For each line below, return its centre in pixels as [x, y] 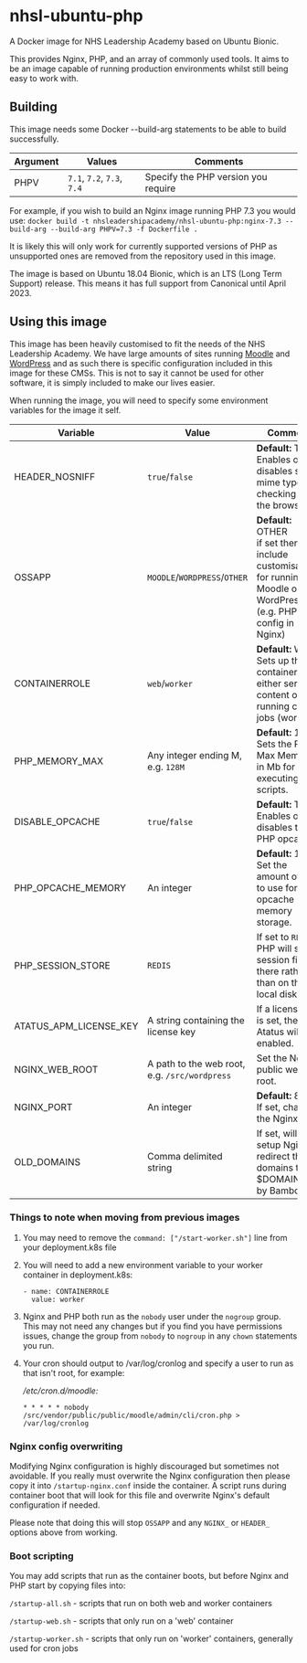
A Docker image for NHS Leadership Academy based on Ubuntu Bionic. [144, 41]
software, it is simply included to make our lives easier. [112, 382]
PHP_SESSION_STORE [63, 965]
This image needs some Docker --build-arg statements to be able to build [148, 129]
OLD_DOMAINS [47, 1161]
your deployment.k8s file [69, 1247]
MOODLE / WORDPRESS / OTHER [198, 577]
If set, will [277, 1133]
